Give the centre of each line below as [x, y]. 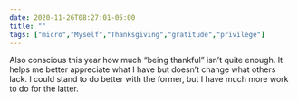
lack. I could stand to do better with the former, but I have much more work [149, 79]
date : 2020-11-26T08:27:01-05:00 [72, 18]
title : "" [28, 26]
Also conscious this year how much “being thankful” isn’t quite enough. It [146, 60]
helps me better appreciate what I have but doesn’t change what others [143, 69]
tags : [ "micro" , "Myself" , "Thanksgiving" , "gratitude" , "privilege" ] [137, 34]
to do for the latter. [44, 89]
